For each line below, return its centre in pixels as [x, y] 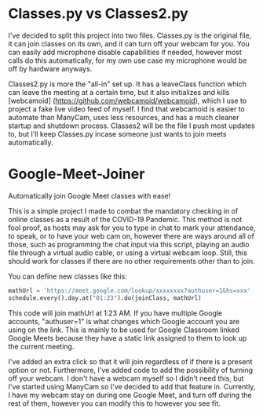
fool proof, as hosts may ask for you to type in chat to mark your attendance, [132, 228]
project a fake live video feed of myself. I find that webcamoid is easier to [126, 109]
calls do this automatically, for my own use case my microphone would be [128, 60]
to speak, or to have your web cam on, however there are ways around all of [131, 235]
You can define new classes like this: [68, 276]
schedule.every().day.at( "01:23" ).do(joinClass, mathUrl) [105, 298]
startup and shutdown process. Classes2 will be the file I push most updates [131, 126]
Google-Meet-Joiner [77, 174]
